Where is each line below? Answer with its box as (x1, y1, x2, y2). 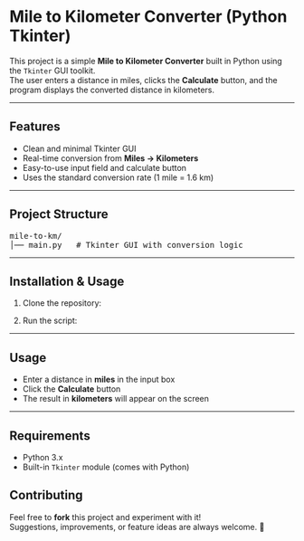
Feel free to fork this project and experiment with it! (9, 511, 202, 522)
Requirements (9, 428, 90, 443)
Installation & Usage (9, 273, 125, 289)
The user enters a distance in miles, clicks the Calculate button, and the (9, 74, 278, 85)
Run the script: (22, 315, 78, 327)
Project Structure (9, 206, 109, 223)
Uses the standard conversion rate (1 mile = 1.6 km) (22, 172, 214, 183)
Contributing (9, 488, 83, 503)
